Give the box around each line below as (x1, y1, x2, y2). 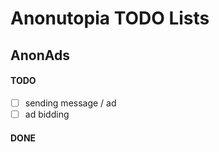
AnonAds (10, 47, 70, 64)
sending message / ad (24, 97, 117, 109)
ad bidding (24, 108, 70, 120)
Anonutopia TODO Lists (10, 7, 210, 30)
